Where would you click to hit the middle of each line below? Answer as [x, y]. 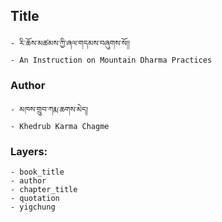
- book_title [37, 172]
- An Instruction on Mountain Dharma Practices [111, 60]
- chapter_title [44, 190]
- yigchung [33, 207]
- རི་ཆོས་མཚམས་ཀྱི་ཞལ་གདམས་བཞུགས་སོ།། [70, 43]
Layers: [29, 152]
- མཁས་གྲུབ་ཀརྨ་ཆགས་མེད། [49, 110]
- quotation [35, 199]
